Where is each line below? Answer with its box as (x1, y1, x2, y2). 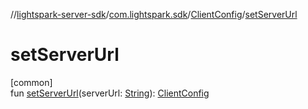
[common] (10, 76, 53, 88)
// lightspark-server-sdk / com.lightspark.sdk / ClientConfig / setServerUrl (10, 9, 298, 20)
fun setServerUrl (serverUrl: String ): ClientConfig (10, 87, 210, 99)
